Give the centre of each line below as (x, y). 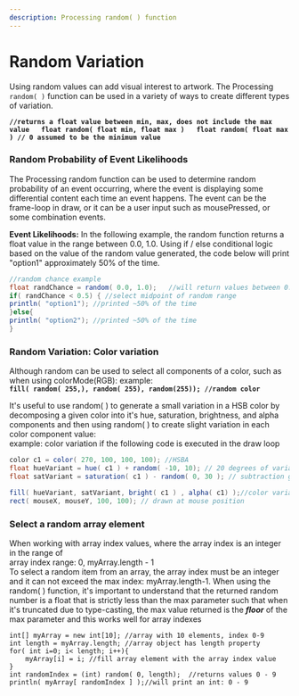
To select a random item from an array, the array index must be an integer (145, 571)
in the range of (36, 552)
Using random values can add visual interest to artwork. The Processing (141, 87)
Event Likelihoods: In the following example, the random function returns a (147, 234)
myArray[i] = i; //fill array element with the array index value (151, 659)
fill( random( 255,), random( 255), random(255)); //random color (135, 389)
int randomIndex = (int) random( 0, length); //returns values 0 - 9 (143, 675)
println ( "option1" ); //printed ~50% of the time (103, 304)
